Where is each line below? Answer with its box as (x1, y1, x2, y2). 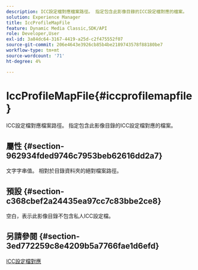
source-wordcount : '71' (6, 53, 65, 59)
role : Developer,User (6, 31, 60, 37)
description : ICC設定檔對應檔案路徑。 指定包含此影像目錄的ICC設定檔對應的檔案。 (6, 8, 188, 15)
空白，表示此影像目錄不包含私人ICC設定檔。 (6, 212, 114, 220)
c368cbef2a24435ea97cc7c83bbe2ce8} (6, 196, 162, 206)
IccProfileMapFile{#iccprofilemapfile (6, 89, 193, 103)
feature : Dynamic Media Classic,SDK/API (6, 25, 108, 31)
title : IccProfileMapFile (6, 20, 70, 26)
